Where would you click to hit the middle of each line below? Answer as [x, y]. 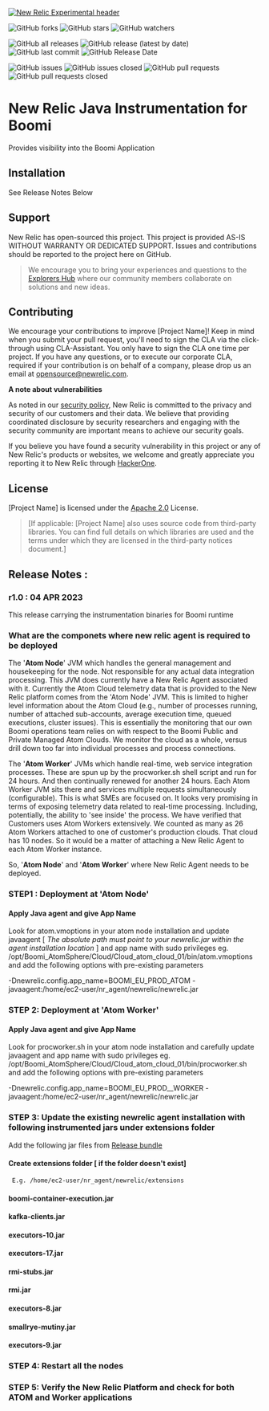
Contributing [41, 312]
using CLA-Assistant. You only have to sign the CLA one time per [143, 349]
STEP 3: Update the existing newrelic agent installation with [127, 1118]
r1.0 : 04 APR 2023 [46, 597]
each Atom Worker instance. [55, 849]
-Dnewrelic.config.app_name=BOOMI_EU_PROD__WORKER [106, 1088]
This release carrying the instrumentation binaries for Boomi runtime [121, 614]
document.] [47, 549]
